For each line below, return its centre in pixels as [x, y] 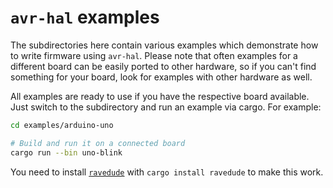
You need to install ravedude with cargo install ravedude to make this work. [167, 172]
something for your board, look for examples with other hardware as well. [161, 77]
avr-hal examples [85, 17]
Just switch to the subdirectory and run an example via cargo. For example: [166, 107]
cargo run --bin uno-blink [66, 152]
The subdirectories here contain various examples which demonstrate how [164, 45]
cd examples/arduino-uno [62, 125]
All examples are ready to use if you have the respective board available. [160, 96]
